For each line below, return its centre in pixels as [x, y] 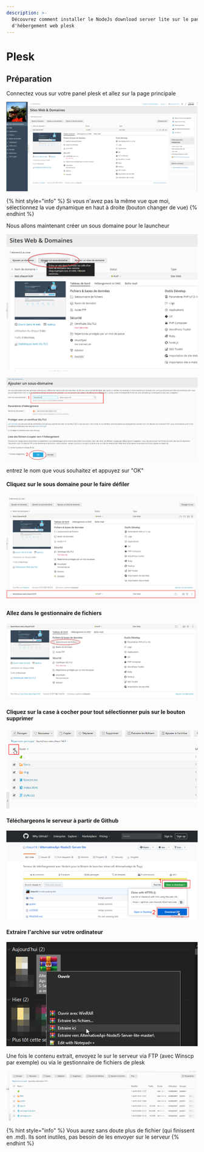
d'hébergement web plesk [43, 26]
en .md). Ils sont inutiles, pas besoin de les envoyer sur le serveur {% [93, 1137]
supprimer [20, 718]
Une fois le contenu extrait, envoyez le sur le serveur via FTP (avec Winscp [100, 1056]
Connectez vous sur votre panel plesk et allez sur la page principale [91, 94]
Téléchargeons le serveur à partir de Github [63, 821]
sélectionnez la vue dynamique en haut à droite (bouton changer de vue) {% [102, 207]
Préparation [29, 79]
